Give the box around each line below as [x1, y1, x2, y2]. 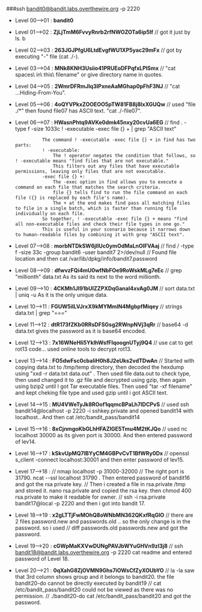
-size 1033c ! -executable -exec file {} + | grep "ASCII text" [31, 125, 177, 132]
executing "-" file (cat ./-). [14, 53, 79, 60]
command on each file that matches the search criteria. [14, 184, 161, 190]
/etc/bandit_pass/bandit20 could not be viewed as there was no [14, 586, 173, 593]
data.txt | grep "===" [14, 310, 67, 316]
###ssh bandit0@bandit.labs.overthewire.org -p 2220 [6, 5, 140, 12]
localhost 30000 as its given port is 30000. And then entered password [14, 432, 192, 439]
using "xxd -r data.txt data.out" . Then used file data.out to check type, [14, 370, 191, 377]
